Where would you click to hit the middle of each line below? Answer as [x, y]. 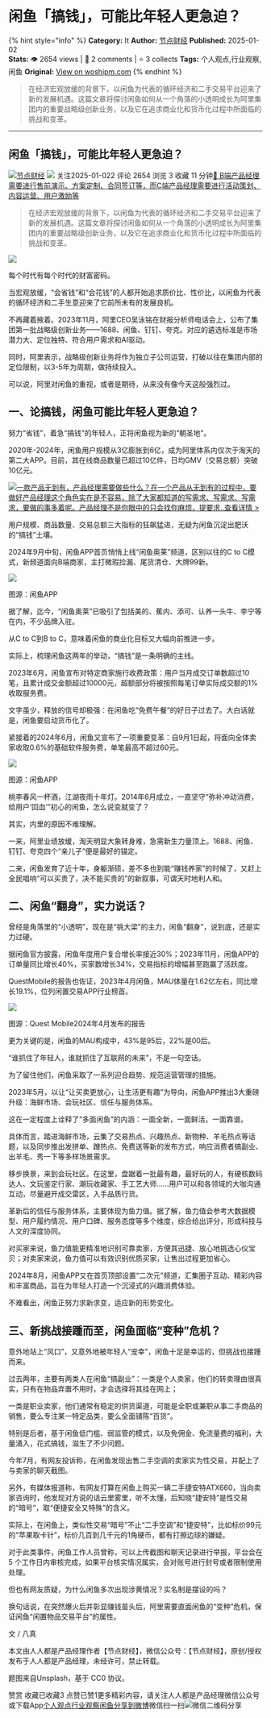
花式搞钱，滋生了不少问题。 [82, 1443]
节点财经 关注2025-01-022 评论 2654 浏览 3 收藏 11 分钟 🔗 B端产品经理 [138, 175]
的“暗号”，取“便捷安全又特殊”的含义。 [71, 1508]
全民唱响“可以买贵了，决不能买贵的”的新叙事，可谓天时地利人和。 [118, 878]
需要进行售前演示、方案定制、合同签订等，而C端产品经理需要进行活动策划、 [135, 185]
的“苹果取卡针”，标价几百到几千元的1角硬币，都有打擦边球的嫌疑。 [119, 1535]
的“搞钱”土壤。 [33, 535]
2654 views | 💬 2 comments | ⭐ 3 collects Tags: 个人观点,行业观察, [151, 59]
